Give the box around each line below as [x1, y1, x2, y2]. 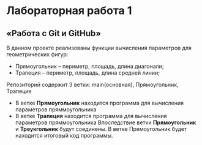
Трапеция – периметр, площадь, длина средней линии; [15, 69, 160, 76]
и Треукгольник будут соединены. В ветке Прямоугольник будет [15, 125, 187, 132]
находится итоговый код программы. [15, 132, 113, 139]
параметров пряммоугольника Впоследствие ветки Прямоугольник [15, 119, 196, 126]
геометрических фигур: [6, 51, 69, 58]
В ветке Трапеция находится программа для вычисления [15, 113, 167, 119]
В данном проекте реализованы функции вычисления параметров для [6, 44, 192, 51]
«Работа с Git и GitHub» [6, 28, 102, 39]
